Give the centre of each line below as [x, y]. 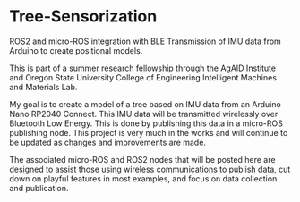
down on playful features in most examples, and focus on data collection [143, 178]
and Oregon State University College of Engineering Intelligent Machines [143, 77]
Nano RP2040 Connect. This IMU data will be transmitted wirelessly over [144, 114]
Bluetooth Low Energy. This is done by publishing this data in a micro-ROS [146, 123]
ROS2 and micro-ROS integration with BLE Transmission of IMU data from [146, 41]
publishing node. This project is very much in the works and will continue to [149, 132]
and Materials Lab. [43, 87]
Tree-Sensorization [83, 17]
